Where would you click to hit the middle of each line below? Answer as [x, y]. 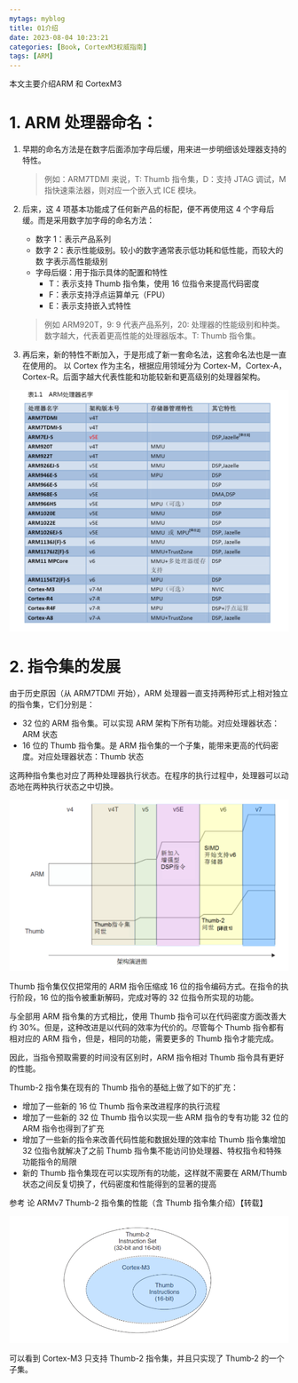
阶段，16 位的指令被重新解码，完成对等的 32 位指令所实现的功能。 [137, 997]
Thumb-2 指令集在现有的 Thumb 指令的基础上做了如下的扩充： [124, 1087]
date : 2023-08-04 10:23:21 [59, 37]
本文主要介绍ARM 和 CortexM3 [66, 83]
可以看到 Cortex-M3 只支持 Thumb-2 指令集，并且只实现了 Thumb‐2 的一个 [147, 1358]
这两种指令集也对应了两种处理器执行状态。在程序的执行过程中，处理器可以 [145, 775]
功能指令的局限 [49, 1161]
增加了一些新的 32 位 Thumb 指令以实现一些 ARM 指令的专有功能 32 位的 [155, 1117]
